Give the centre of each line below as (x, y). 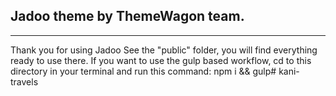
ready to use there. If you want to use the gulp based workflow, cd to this (161, 60)
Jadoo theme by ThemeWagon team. (127, 16)
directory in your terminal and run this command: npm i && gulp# (143, 71)
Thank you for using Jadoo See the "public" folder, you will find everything (164, 50)
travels (24, 81)
